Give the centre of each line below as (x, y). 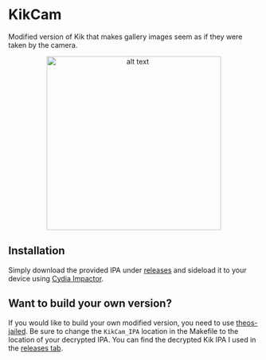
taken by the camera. (43, 45)
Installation (37, 251)
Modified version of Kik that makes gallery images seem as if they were (125, 37)
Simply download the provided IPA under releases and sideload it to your (127, 270)
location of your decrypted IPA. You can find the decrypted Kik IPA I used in (132, 339)
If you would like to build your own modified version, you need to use (121, 323)
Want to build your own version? (90, 304)
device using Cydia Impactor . (56, 278)
